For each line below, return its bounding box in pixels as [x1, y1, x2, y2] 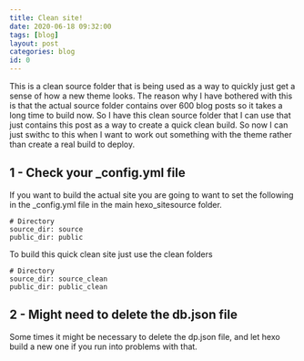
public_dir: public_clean [9, 282, 107, 292]
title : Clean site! [9, 13, 84, 23]
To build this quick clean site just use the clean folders [9, 248, 213, 260]
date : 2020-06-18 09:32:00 [9, 22, 112, 31]
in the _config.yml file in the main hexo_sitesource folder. [9, 199, 223, 210]
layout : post [9, 38, 59, 48]
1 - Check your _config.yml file [9, 165, 186, 180]
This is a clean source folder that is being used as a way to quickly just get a [9, 81, 296, 91]
